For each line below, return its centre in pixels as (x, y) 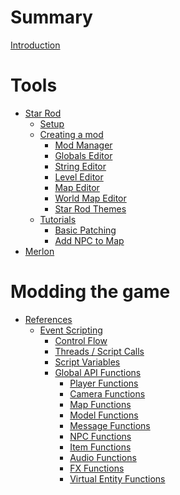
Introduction (35, 45)
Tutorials (58, 219)
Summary (51, 17)
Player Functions (104, 383)
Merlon (39, 251)
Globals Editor (83, 155)
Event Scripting (71, 330)
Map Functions (100, 404)
